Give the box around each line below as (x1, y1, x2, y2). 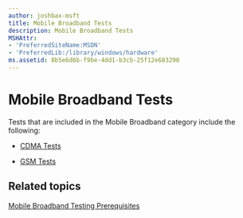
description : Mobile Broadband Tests (8, 26, 134, 34)
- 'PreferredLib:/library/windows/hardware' (8, 49, 159, 57)
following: (8, 125, 41, 135)
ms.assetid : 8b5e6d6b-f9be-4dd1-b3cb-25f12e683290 (8, 57, 180, 65)
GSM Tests (19, 157, 57, 166)
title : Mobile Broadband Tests (8, 19, 112, 27)
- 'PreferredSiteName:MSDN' (8, 42, 102, 50)
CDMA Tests (19, 141, 61, 150)
